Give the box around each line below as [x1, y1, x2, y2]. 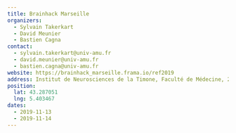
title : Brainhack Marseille [7, 10, 90, 18]
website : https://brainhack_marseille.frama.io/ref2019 [7, 69, 174, 76]
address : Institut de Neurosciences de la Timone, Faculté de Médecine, [7, 75, 225, 83]
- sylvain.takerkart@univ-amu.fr [13, 50, 112, 57]
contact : [7, 43, 33, 50]
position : [7, 82, 37, 89]
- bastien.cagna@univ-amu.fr [13, 63, 99, 70]
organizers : [7, 17, 42, 24]
